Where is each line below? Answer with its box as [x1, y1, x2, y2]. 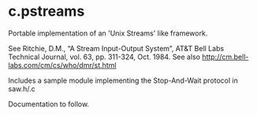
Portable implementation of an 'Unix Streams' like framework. [8, 28, 208, 38]
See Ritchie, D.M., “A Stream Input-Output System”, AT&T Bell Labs [8, 43, 225, 53]
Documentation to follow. [8, 99, 89, 109]
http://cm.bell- [202, 52, 249, 61]
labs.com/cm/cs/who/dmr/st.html [8, 60, 117, 69]
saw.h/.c [8, 83, 35, 93]
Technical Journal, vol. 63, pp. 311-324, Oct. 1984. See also [8, 52, 201, 61]
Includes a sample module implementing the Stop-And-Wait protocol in [8, 76, 239, 85]
